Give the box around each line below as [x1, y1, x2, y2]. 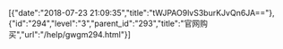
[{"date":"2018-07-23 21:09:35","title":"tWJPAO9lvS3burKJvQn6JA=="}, [8, 8, 275, 18]
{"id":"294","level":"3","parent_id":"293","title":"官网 [8, 18, 201, 29]
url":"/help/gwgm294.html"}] [24, 29, 132, 39]
